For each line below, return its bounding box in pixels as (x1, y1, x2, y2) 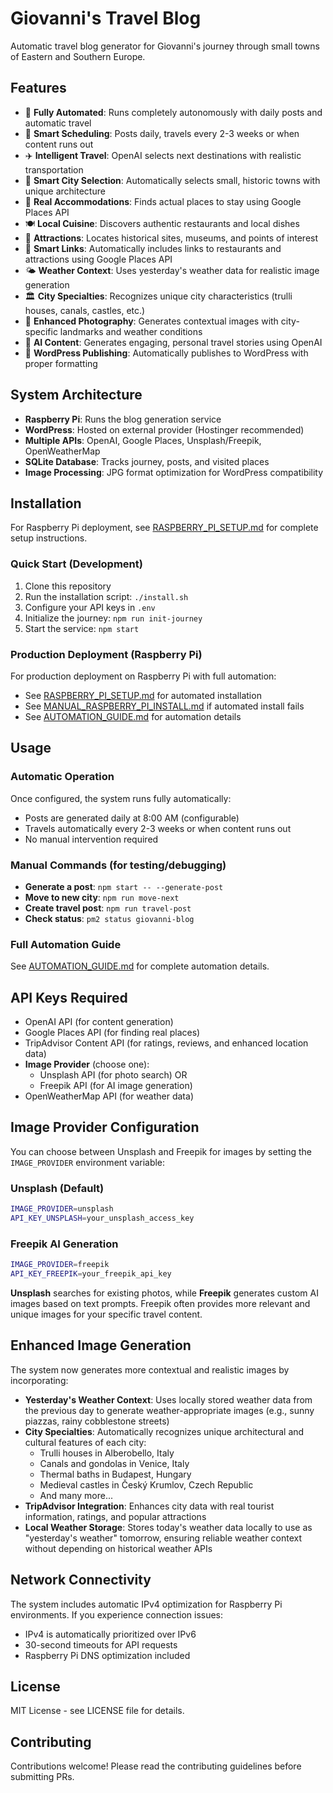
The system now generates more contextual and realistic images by (10, 1363, 290, 1376)
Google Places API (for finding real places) (24, 1027, 201, 1039)
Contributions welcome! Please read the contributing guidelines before (10, 1760, 302, 1772)
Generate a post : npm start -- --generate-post (24, 880, 224, 892)
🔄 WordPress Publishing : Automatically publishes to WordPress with (24, 347, 309, 359)
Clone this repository (24, 580, 112, 592)
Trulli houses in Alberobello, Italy (39, 1447, 175, 1459)
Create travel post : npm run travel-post (24, 902, 192, 914)
